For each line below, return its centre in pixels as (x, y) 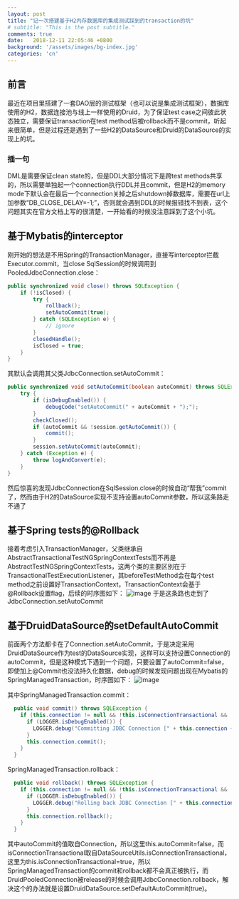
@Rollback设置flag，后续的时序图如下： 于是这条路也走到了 (108, 594)
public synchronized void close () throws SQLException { (94, 286)
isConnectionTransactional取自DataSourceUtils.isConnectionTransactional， (119, 853)
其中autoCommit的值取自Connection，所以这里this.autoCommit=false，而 (116, 844)
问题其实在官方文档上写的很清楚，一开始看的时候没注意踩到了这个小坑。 (113, 211)
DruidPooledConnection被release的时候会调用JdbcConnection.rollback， (115, 880)
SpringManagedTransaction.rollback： (64, 770)
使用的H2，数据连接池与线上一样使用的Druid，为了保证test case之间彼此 (114, 112)
